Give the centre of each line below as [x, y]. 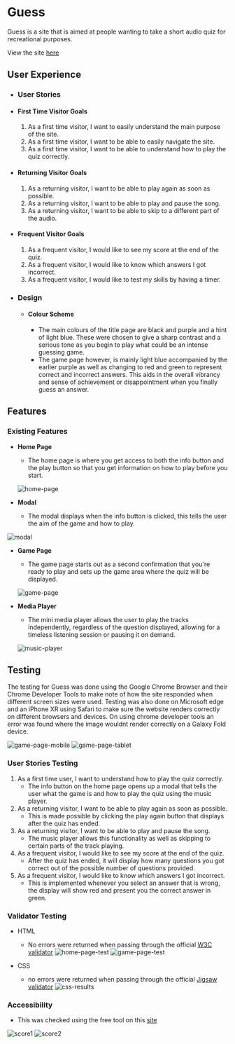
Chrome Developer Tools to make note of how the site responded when [110, 694]
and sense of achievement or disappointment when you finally [128, 382]
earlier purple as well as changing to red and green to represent [130, 367]
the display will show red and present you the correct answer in [119, 890]
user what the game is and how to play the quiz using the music [120, 793]
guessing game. [62, 352]
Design [30, 297]
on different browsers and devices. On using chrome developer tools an [111, 717]
